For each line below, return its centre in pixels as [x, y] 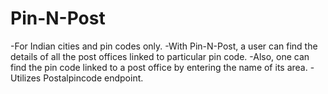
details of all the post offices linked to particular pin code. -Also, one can [160, 56]
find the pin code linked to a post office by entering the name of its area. [159, 67]
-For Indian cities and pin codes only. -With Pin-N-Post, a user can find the [164, 46]
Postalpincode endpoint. [93, 78]
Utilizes [26, 78]
